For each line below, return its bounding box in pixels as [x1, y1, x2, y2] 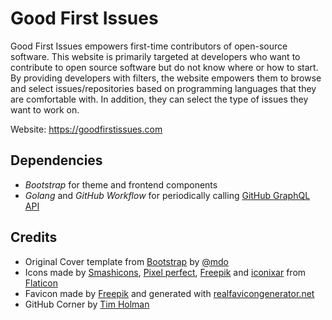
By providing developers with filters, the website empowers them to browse [10, 72, 322, 84]
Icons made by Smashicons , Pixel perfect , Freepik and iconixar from [24, 266, 307, 278]
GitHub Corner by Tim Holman [24, 298, 150, 310]
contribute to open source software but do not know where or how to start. [10, 61, 319, 73]
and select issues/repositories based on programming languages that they [10, 82, 317, 94]
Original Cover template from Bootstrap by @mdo [24, 255, 229, 267]
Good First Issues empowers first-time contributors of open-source [10, 40, 288, 52]
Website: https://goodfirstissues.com [10, 123, 163, 135]
